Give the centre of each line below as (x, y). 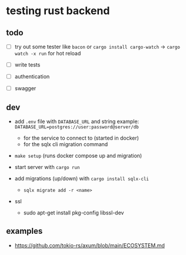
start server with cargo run (47, 167)
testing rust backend (58, 11)
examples (24, 231)
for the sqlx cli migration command (66, 144)
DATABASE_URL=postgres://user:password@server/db (77, 127)
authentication (32, 77)
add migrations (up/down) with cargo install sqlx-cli (82, 178)
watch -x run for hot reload (48, 54)
